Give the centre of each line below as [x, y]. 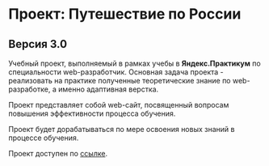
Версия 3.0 [38, 44]
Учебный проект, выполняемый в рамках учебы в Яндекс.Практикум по [134, 63]
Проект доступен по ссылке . [58, 153]
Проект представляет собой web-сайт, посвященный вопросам [119, 105]
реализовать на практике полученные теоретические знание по [120, 81]
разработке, [29, 89]
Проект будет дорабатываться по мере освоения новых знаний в [122, 129]
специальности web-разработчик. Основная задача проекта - [116, 72]
